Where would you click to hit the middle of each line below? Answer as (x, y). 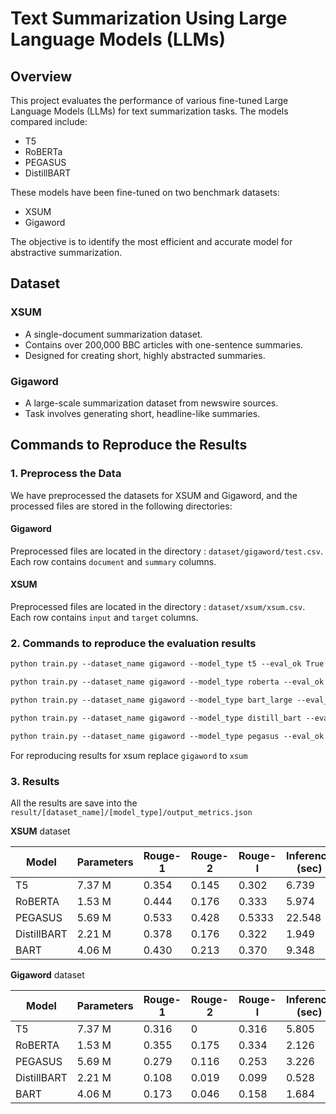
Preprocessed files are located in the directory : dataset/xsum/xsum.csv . (158, 607)
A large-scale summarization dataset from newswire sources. (151, 403)
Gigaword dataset (47, 975)
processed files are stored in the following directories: (121, 506)
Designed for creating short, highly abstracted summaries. (145, 355)
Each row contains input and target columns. (104, 618)
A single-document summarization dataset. (113, 334)
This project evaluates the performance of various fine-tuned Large (149, 100)
